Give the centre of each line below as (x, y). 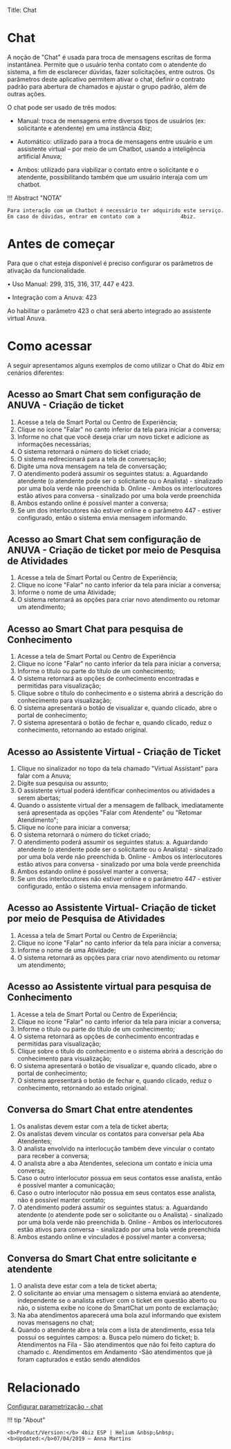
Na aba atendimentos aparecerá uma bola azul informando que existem (119, 1315)
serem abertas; (39, 798)
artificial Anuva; (39, 156)
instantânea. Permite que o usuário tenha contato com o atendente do (107, 64)
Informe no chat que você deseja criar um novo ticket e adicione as (113, 436)
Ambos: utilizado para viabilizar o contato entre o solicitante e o (108, 170)
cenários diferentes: (36, 373)
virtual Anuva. (27, 318)
